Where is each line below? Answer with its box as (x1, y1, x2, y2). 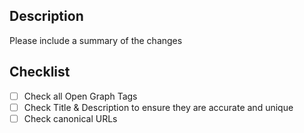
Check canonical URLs (23, 112, 118, 124)
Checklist (9, 64, 71, 81)
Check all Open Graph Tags (23, 90, 138, 102)
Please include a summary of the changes (9, 34, 183, 46)
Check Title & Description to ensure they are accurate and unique (23, 101, 294, 113)
